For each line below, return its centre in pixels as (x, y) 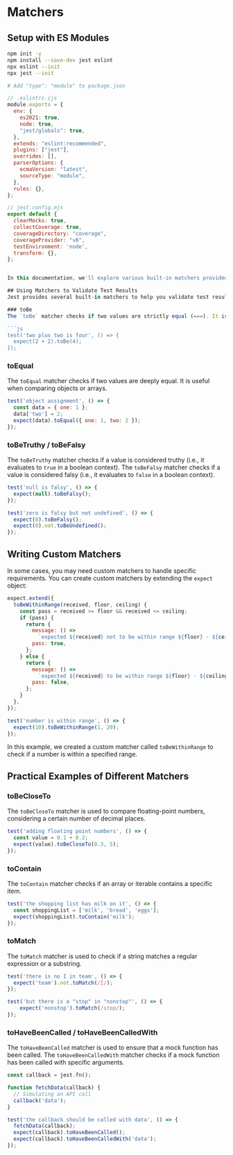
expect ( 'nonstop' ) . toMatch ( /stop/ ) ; (73, 1008)
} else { (32, 656)
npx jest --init (31, 73)
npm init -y (24, 54)
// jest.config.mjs (35, 208)
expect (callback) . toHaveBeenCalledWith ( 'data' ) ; (85, 1139)
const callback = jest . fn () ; (49, 1075)
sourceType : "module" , (52, 176)
